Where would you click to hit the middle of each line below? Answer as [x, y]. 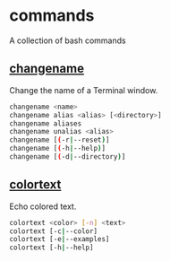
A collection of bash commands [68, 40]
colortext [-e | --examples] [59, 239]
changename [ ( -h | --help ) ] [57, 149]
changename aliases [46, 123]
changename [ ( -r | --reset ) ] [59, 140]
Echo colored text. [43, 206]
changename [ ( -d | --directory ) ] [68, 157]
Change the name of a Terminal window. [84, 90]
